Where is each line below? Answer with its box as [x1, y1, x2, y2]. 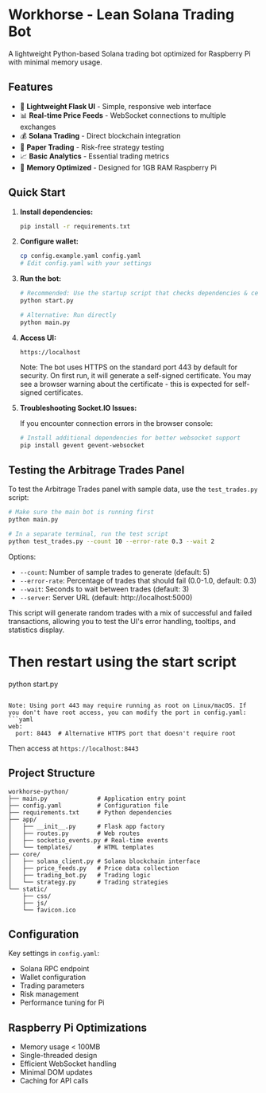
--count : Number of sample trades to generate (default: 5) [19, 567, 210, 576]
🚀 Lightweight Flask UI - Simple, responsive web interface [19, 101, 212, 111]
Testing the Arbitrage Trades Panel [8, 463, 185, 477]
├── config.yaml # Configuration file [8, 802, 169, 810]
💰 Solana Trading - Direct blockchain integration [19, 131, 181, 140]
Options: [8, 552, 37, 561]
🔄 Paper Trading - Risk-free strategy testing [19, 142, 164, 152]
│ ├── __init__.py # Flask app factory [8, 822, 165, 830]
